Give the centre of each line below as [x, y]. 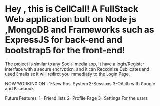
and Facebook [19, 88]
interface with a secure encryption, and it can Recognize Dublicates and [77, 69]
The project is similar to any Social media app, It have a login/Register [75, 64]
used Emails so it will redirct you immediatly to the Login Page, [68, 74]
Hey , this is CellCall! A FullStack [72, 9]
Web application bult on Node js [71, 19]
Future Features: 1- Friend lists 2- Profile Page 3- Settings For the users [77, 98]
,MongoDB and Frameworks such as [80, 30]
